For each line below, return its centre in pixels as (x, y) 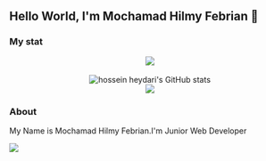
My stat (26, 42)
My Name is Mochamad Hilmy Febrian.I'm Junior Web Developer (128, 131)
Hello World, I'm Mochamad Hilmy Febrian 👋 (134, 16)
